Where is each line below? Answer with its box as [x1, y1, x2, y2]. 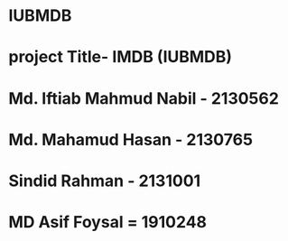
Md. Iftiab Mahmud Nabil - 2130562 [8, 88, 279, 108]
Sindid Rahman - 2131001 [8, 171, 201, 190]
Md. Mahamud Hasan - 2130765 [8, 129, 254, 150]
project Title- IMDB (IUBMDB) [8, 47, 232, 68]
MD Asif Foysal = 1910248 [8, 212, 208, 233]
